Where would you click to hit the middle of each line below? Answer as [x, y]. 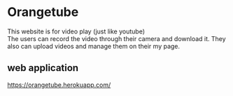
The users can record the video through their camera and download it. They [116, 38]
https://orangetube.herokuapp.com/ [59, 85]
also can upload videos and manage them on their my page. [94, 46]
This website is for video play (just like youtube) [76, 31]
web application [43, 68]
